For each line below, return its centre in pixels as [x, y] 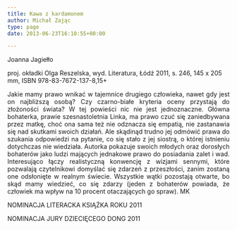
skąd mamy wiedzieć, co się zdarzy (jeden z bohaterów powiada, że [119, 184]
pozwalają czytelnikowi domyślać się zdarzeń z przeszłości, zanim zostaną [119, 169]
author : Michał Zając [39, 20]
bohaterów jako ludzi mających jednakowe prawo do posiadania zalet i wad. [119, 154]
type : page [23, 27]
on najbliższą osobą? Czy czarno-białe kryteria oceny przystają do [119, 102]
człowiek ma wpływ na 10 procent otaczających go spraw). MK [99, 191]
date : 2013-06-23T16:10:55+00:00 [56, 33]
